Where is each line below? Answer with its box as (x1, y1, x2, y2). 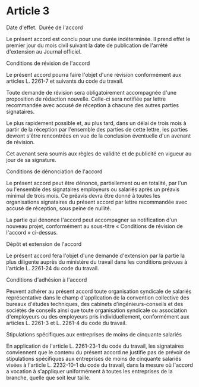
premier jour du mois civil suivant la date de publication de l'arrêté (6, 42, 168, 49)
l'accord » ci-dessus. (6, 229, 58, 236)
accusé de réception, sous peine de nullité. (6, 204, 112, 212)
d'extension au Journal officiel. (6, 48, 82, 55)
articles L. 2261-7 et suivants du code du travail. (6, 77, 124, 85)
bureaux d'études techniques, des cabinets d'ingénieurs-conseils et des (6, 300, 184, 307)
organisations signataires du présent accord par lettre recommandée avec (6, 198, 188, 205)
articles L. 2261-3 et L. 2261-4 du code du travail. (6, 319, 127, 326)
